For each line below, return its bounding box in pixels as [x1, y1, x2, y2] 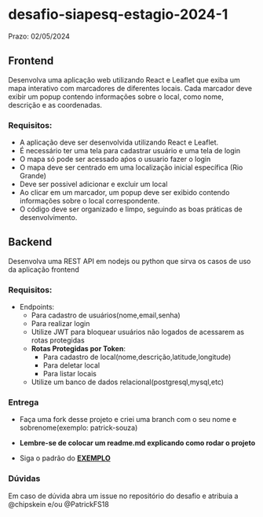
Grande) [19, 171, 47, 181]
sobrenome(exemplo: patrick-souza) [19, 423, 138, 433]
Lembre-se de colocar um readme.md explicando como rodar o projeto [19, 438, 256, 448]
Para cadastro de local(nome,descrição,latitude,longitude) [42, 352, 232, 362]
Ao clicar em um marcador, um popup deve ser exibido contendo [19, 188, 230, 197]
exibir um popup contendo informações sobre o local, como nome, [8, 92, 224, 101]
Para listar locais [42, 369, 97, 379]
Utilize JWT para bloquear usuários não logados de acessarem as [31, 328, 245, 337]
